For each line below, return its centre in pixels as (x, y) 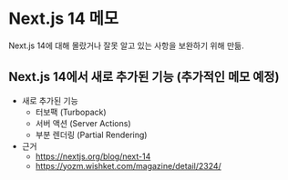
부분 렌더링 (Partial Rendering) (91, 135)
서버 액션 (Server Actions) (83, 123)
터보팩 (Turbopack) (71, 112)
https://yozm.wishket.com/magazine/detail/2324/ (129, 165)
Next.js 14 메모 (64, 19)
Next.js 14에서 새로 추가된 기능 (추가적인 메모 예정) (144, 77)
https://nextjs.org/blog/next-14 (93, 156)
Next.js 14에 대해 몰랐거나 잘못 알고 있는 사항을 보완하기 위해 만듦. (126, 45)
